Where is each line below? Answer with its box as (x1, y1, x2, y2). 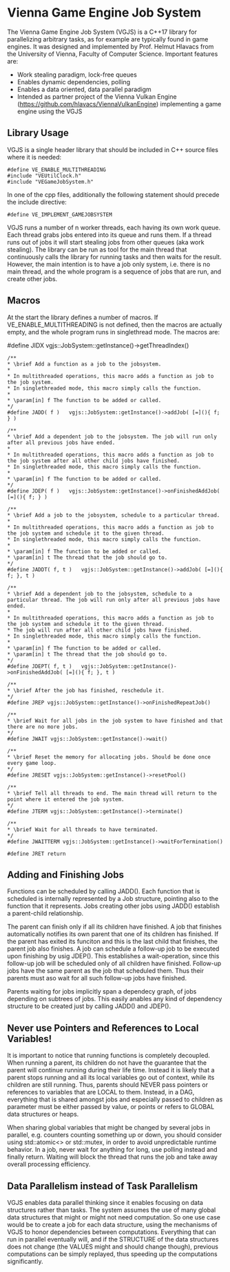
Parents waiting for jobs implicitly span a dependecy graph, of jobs (7, 987, 197, 996)
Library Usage (7, 127, 69, 139)
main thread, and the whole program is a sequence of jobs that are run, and (7, 267, 222, 276)
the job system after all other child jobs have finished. (7, 457, 180, 464)
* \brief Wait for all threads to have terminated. (7, 826, 158, 833)
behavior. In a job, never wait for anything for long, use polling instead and (7, 1146, 218, 1154)
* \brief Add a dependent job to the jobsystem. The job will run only (7, 433, 217, 440)
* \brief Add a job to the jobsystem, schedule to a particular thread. (7, 511, 220, 519)
